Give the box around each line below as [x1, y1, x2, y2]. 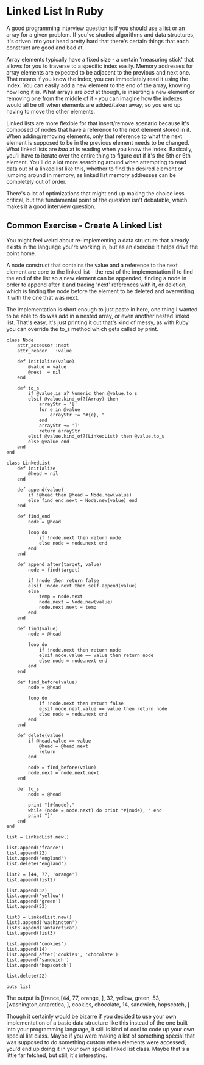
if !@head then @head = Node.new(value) [28, 492, 132, 498]
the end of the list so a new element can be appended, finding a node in [6, 274, 187, 282]
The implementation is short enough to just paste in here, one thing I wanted [6, 305, 198, 313]
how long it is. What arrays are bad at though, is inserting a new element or [6, 88, 195, 95]
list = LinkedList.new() [6, 834, 69, 840]
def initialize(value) [17, 358, 75, 365]
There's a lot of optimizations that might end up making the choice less [6, 189, 185, 197]
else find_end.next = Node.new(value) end [28, 497, 138, 503]
